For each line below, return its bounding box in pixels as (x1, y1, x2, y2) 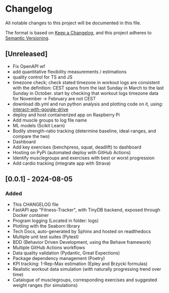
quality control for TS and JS (12, 74, 72, 80)
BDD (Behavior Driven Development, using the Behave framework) (12, 239, 151, 245)
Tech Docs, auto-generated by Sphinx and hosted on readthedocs (12, 229, 151, 235)
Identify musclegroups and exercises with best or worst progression (12, 155, 155, 161)
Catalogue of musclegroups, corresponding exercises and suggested (12, 277, 157, 283)
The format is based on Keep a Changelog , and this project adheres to (5, 29, 152, 35)
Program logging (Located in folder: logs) (12, 217, 99, 224)
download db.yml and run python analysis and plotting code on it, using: (12, 101, 163, 107)
